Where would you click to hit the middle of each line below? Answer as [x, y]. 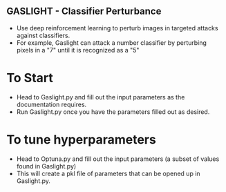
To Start [30, 78]
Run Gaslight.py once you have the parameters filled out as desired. [113, 112]
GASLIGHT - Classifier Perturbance [84, 11]
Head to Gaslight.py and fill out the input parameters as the [101, 97]
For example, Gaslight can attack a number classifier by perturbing [111, 42]
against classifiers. [43, 35]
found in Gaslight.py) [46, 166]
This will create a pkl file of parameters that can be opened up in [109, 173]
